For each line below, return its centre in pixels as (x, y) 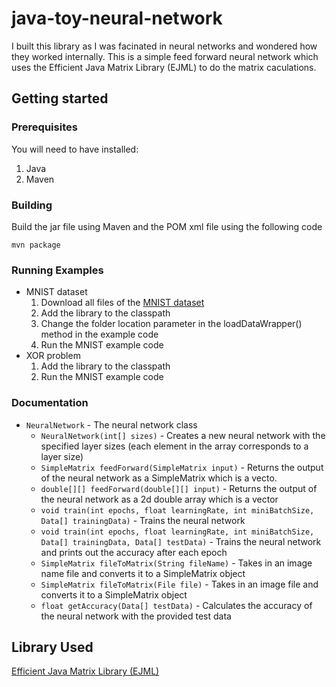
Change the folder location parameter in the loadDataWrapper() (171, 324)
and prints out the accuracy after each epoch (134, 552)
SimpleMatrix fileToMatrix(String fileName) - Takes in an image (176, 563)
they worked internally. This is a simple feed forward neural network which (165, 56)
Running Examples (57, 270)
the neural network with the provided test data (136, 616)
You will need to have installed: (75, 149)
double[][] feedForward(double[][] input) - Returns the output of (179, 488)
